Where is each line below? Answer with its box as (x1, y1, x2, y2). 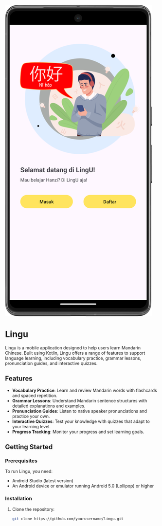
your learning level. (12, 423, 51, 429)
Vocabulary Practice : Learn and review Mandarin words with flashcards (12, 387, 157, 393)
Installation (5, 495, 33, 502)
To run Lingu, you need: (5, 469, 53, 474)
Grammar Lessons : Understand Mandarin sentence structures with (12, 398, 147, 403)
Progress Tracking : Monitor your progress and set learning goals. (12, 429, 144, 435)
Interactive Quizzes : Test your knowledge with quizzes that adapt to (12, 418, 150, 424)
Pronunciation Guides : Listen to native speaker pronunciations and (12, 408, 147, 414)
